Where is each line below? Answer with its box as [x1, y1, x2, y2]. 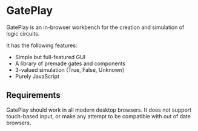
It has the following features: [6, 42, 78, 49]
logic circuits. [6, 30, 40, 37]
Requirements [6, 90, 61, 100]
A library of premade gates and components [15, 60, 126, 67]
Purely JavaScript [15, 72, 59, 80]
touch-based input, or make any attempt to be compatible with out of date [6, 112, 191, 120]
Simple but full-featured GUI [15, 53, 86, 60]
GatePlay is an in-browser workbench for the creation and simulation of [6, 24, 185, 31]
